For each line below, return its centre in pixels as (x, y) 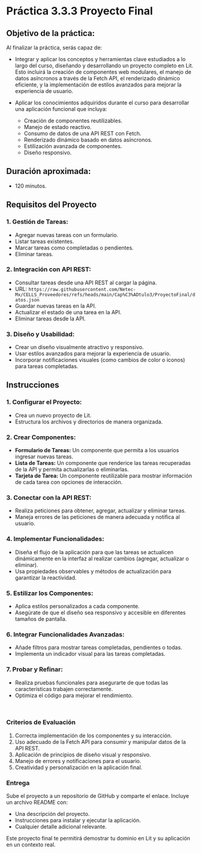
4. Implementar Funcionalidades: (55, 539)
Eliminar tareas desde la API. (50, 319)
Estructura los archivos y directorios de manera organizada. (89, 422)
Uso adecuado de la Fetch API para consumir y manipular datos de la (100, 741)
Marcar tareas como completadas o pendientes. (74, 248)
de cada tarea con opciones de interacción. (69, 482)
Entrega (18, 783)
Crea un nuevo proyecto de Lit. (53, 415)
